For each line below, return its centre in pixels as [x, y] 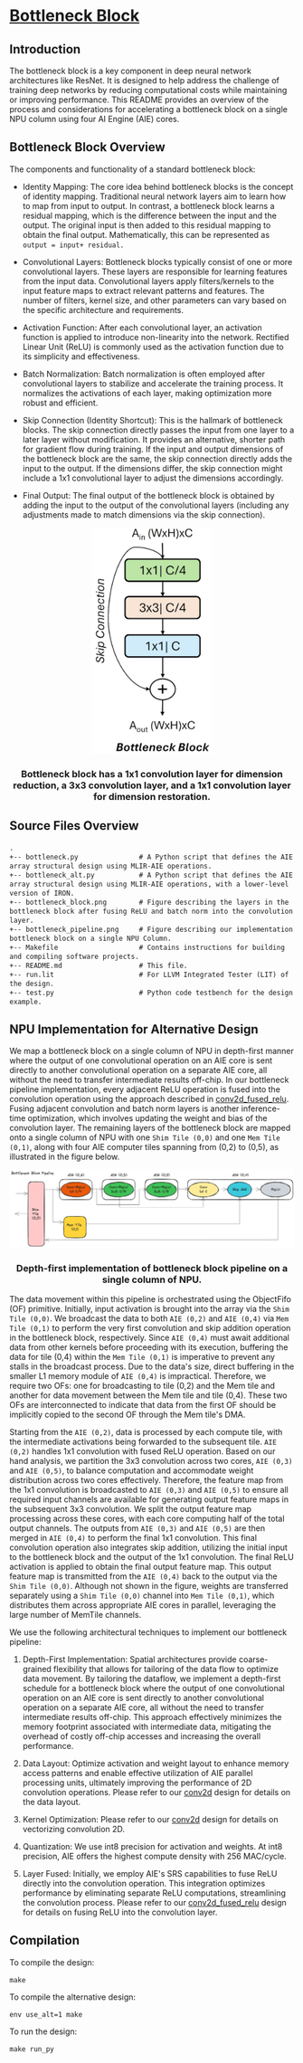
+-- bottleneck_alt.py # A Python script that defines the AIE [151, 875]
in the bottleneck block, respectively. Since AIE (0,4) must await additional [149, 1337]
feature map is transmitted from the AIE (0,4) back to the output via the [143, 1576]
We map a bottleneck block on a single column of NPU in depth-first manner [151, 1051]
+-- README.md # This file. [99, 965]
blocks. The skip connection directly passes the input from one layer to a [158, 430]
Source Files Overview [74, 826]
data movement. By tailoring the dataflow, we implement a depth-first [151, 1678]
